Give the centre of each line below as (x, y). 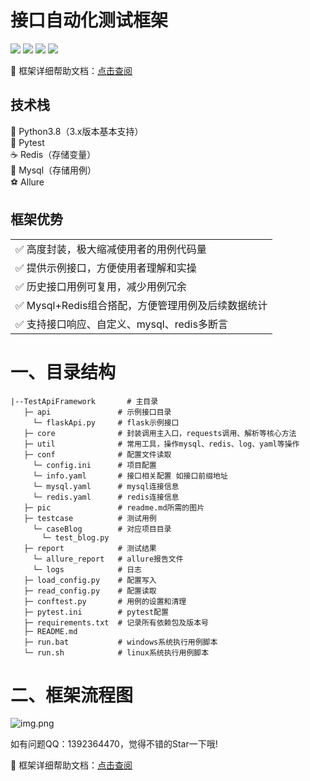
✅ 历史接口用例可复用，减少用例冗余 (101, 286)
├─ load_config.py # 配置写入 (90, 580)
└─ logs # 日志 (87, 569)
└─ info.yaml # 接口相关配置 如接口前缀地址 (130, 476)
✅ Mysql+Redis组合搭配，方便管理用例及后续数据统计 (141, 305)
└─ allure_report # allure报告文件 (108, 559)
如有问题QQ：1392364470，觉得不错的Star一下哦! (114, 744)
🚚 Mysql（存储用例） (53, 170)
